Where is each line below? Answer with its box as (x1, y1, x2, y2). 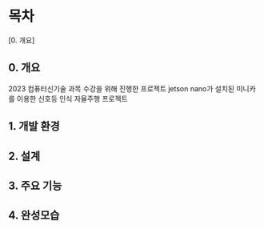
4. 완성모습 (8, 209, 60, 223)
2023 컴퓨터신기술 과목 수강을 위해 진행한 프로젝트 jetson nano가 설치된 (8, 83, 234, 93)
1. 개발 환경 (8, 119, 60, 133)
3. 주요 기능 (8, 179, 62, 192)
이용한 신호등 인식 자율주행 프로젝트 (16, 94, 128, 103)
